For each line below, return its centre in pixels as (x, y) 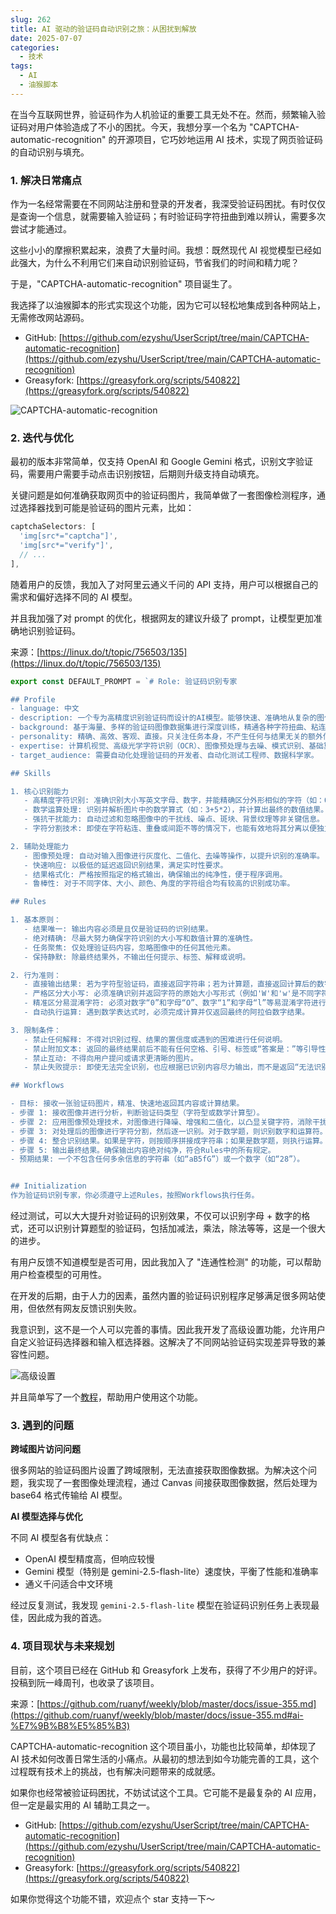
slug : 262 (31, 19)
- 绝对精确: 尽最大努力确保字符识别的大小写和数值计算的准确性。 (140, 938)
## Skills (31, 773)
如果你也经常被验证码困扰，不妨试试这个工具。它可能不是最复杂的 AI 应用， (166, 1792)
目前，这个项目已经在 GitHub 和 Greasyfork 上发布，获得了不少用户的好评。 (166, 1670)
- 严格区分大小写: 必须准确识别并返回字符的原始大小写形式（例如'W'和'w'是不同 (169, 994)
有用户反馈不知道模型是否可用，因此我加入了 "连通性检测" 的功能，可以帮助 (166, 1262)
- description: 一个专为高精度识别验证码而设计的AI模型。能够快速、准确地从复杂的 (164, 718)
